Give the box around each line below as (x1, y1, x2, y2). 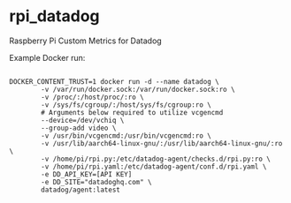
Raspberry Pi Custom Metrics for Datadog (9, 35, 162, 46)
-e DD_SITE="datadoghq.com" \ (41, 177, 152, 186)
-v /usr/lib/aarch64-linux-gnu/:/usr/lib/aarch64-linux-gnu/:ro (41, 139, 283, 147)
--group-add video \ (41, 124, 117, 132)
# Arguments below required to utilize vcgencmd (41, 108, 224, 117)
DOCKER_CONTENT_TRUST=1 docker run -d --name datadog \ (9, 77, 219, 86)
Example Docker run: (9, 52, 86, 63)
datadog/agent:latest (41, 185, 121, 194)
